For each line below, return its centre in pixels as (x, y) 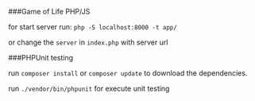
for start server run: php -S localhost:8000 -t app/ (93, 27)
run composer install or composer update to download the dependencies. (128, 73)
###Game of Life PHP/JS (49, 12)
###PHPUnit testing (41, 58)
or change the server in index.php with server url (88, 42)
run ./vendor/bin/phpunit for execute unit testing (89, 88)
